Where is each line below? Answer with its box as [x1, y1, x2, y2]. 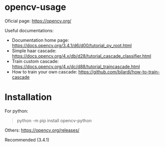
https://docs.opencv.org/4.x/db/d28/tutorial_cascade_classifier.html [11, 53, 152, 59]
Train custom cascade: [11, 58, 59, 64]
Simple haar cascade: [11, 48, 57, 54]
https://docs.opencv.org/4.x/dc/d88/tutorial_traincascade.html [11, 64, 140, 70]
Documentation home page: [11, 37, 69, 43]
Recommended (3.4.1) [4, 137, 50, 143]
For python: [4, 108, 28, 114]
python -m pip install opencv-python [16, 117, 92, 123]
